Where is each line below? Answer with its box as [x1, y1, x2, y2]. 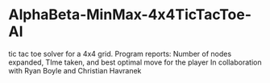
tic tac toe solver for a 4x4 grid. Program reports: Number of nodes [8, 49, 232, 58]
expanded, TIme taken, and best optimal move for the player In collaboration [8, 57, 262, 67]
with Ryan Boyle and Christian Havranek [8, 65, 142, 75]
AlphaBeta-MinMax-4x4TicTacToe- [8, 6, 252, 24]
